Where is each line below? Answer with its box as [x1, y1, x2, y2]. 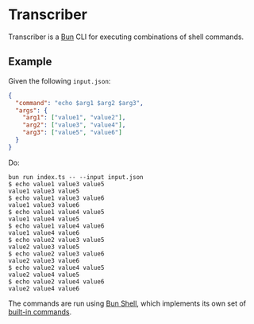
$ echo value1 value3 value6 [8, 193, 105, 202]
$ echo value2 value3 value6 [8, 249, 105, 258]
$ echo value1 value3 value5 [8, 180, 105, 188]
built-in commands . [8, 306, 72, 316]
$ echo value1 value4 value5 [8, 208, 105, 216]
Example [8, 55, 52, 68]
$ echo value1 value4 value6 [8, 221, 105, 230]
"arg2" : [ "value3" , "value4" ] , [22, 121, 126, 129]
